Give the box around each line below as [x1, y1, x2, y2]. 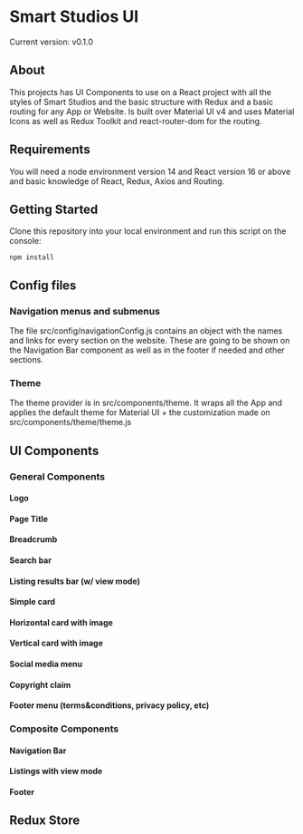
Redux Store [9, 813, 80, 829]
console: [9, 236, 43, 247]
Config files [9, 277, 77, 293]
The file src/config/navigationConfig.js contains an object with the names [9, 325, 283, 336]
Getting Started [9, 201, 99, 217]
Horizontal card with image [9, 616, 113, 627]
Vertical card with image [9, 637, 104, 649]
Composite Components [9, 722, 119, 735]
